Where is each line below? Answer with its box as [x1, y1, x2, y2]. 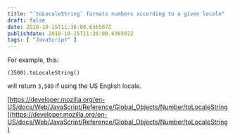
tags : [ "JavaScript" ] [7, 37, 77, 44]
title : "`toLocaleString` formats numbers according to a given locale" [7, 10, 225, 18]
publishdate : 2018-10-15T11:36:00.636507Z [7, 30, 134, 37]
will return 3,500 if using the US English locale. [7, 82, 142, 90]
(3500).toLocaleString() [7, 70, 80, 77]
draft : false [7, 17, 46, 24]
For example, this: [7, 56, 59, 64]
